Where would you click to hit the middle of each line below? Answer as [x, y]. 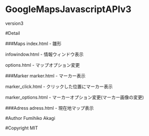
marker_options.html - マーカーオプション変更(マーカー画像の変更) [74, 97]
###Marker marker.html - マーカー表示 [45, 76]
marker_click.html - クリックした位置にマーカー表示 [59, 86]
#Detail [13, 33]
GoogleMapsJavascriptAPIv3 [68, 9]
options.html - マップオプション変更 [42, 65]
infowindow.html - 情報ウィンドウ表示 [44, 54]
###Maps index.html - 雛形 [33, 43]
